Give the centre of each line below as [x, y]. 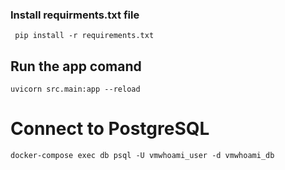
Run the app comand [76, 66]
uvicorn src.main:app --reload [75, 89]
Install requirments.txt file [75, 15]
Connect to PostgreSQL [110, 129]
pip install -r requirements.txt [84, 36]
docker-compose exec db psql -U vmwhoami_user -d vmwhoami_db [142, 156]
